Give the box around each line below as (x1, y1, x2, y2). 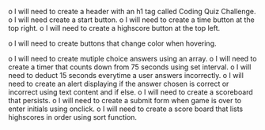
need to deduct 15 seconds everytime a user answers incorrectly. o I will (8, 71, 244, 80)
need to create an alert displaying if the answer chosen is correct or (8, 79, 229, 88)
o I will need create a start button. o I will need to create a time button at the (8, 15, 255, 24)
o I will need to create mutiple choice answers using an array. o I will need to (8, 54, 257, 63)
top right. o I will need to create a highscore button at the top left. (8, 24, 221, 32)
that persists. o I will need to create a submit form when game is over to (8, 96, 242, 105)
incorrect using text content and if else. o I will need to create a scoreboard (8, 87, 253, 97)
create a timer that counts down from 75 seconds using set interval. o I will (8, 62, 252, 72)
